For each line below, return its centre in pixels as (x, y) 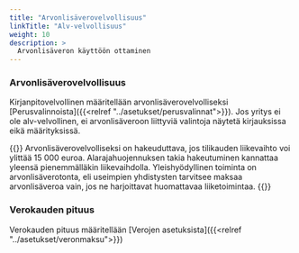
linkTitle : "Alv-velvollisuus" (68, 26)
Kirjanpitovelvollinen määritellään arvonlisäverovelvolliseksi (119, 102)
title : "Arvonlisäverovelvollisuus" (78, 18)
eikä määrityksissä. (45, 131)
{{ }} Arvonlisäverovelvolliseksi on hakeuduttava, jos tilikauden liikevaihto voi (150, 149)
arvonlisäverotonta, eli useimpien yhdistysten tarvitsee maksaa (126, 177)
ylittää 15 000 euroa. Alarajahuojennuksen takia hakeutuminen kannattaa (144, 158)
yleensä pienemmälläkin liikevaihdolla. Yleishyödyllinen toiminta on (133, 167)
